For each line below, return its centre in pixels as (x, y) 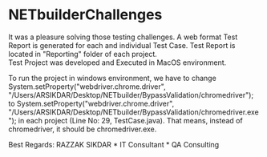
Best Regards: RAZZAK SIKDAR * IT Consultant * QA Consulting (114, 144)
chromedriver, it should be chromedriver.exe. (83, 129)
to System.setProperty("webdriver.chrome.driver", (91, 103)
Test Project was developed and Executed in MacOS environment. (117, 62)
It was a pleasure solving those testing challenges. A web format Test (123, 37)
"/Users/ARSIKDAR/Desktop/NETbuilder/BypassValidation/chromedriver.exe (133, 112)
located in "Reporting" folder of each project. (83, 54)
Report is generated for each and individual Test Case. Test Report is (122, 45)
